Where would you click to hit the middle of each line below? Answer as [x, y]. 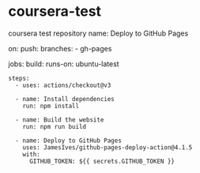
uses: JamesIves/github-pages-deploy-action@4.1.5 [108, 147]
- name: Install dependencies [65, 99]
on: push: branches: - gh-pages [60, 48]
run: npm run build [55, 126]
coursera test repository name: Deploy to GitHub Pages [98, 33]
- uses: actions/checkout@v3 [63, 85]
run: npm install [51, 106]
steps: [19, 78]
